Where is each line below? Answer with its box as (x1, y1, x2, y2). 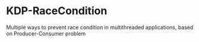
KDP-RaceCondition (6, 4, 108, 18)
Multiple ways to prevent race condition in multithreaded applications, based (6, 24, 194, 31)
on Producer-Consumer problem (6, 30, 86, 37)
